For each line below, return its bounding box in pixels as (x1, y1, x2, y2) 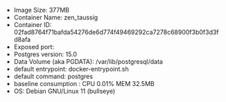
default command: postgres (13, 72, 94, 80)
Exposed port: (13, 43, 54, 51)
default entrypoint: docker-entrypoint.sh (13, 65, 130, 73)
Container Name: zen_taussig (13, 13, 98, 22)
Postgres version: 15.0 (13, 50, 78, 58)
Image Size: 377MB (13, 6, 69, 14)
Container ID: (13, 21, 52, 28)
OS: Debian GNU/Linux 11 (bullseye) (13, 87, 116, 95)
